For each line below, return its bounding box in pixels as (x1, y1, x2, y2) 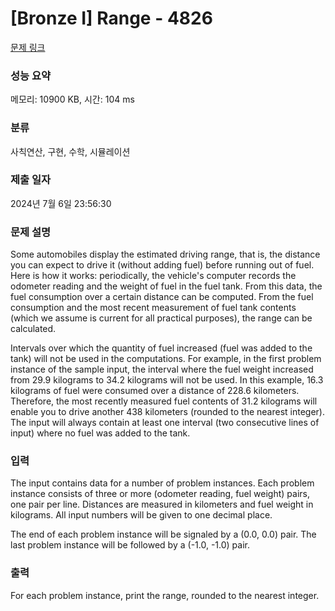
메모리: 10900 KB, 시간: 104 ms (10, 93, 135, 106)
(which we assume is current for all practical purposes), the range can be (10, 312, 313, 324)
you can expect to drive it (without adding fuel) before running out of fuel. (10, 259, 315, 271)
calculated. (10, 323, 57, 335)
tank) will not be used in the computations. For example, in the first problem (10, 353, 322, 365)
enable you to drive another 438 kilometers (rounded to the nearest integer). (10, 406, 325, 418)
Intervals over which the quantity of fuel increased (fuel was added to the (10, 342, 313, 354)
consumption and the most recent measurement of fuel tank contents (10, 302, 297, 314)
